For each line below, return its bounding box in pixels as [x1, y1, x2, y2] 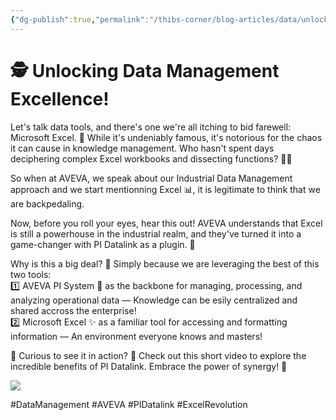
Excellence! [10, 87, 110, 110]
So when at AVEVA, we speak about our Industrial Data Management [10, 172, 293, 184]
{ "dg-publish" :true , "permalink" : [10, 14, 150, 25]
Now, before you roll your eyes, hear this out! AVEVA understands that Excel [10, 217, 323, 229]
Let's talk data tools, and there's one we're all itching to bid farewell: [10, 121, 292, 133]
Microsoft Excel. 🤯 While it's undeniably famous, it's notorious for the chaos [10, 131, 323, 143]
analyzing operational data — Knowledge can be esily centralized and [10, 294, 298, 306]
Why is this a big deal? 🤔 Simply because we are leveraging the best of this [10, 257, 320, 270]
